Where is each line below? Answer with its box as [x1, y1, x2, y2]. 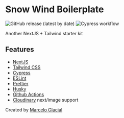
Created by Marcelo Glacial [5, 106, 63, 113]
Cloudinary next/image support [12, 97, 79, 103]
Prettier [12, 80, 29, 86]
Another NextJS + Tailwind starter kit [5, 30, 83, 36]
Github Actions [12, 91, 44, 98]
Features [5, 45, 34, 54]
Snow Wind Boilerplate [5, 4, 104, 15]
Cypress [12, 69, 31, 76]
